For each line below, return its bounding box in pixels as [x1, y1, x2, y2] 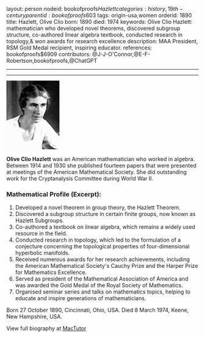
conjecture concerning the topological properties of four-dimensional [15, 243, 190, 250]
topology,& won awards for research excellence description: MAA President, [6, 38, 198, 45]
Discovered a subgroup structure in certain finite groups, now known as [15, 210, 196, 218]
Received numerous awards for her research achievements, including [15, 256, 190, 263]
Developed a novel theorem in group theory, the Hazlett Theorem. [15, 204, 181, 211]
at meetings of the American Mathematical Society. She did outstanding [6, 168, 187, 176]
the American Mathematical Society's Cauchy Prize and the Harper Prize [15, 262, 198, 270]
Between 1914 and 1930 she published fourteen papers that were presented [6, 162, 196, 169]
